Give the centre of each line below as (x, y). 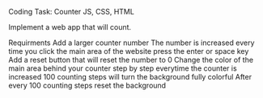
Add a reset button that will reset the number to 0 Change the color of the (131, 60)
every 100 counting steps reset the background (87, 85)
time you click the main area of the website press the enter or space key (129, 51)
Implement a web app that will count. (70, 27)
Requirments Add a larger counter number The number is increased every (131, 43)
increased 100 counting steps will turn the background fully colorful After (130, 77)
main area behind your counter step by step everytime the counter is (123, 68)
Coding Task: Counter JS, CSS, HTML (72, 12)
